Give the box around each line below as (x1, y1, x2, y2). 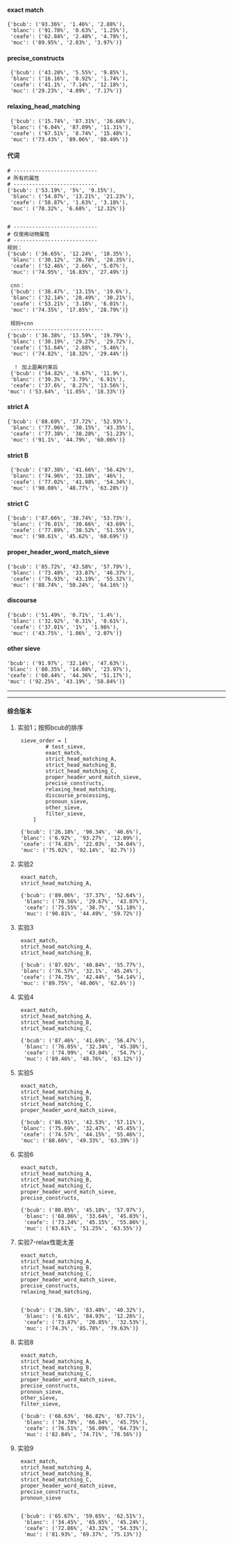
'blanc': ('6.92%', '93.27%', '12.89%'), (20, 835, 142, 842)
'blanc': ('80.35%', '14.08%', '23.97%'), (7, 666, 132, 673)
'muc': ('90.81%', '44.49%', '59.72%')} (24, 910, 142, 917)
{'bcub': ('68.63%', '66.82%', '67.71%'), (20, 1413, 146, 1420)
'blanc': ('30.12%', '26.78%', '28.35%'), (10, 256, 135, 264)
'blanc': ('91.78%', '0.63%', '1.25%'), (10, 27, 129, 34)
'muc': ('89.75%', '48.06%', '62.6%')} (20, 980, 136, 987)
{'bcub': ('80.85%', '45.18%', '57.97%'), (20, 1207, 146, 1214)
